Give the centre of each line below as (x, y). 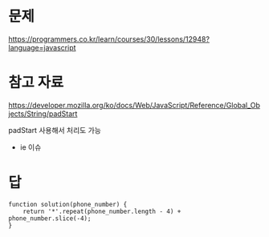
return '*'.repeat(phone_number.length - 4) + (102, 211)
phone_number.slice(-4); (50, 218)
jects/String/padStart (43, 114)
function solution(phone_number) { (68, 204)
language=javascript (42, 47)
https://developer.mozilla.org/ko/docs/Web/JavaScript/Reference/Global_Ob (134, 105)
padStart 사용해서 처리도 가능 (55, 130)
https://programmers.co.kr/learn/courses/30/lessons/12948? (109, 39)
